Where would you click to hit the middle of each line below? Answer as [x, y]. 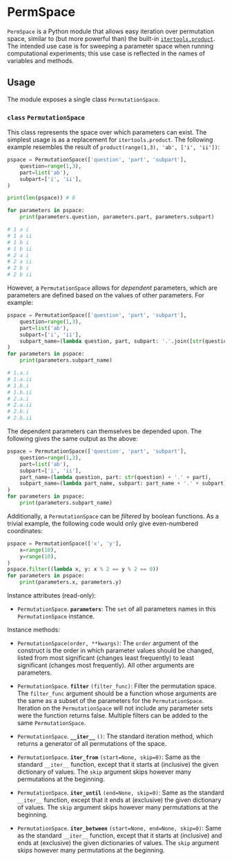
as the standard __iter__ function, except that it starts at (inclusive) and [119, 835]
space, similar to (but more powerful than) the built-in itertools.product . [111, 38]
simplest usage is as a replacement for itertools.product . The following [110, 140]
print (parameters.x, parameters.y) [71, 582]
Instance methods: [33, 630]
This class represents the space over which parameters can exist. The [107, 132]
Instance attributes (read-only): [52, 595]
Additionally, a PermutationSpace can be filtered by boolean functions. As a [113, 516]
